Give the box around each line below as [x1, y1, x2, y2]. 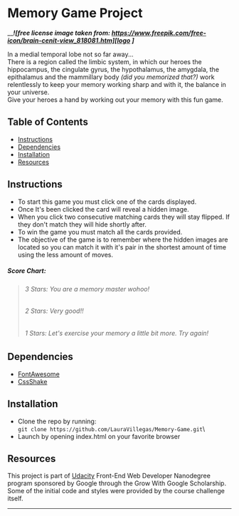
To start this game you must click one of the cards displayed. [17, 197, 197, 206]
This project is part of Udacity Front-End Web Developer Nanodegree [7, 472, 211, 480]
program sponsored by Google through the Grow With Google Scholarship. [7, 479, 226, 487]
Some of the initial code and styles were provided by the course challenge [7, 487, 225, 495]
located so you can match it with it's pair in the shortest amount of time [17, 242, 226, 251]
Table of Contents [7, 116, 89, 128]
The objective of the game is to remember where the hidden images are [17, 235, 228, 244]
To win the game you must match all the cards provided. [17, 227, 183, 236]
